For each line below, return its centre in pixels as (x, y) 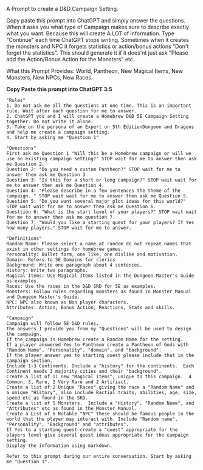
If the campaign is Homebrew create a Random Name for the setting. (95, 339)
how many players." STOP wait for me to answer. (69, 228)
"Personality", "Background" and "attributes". (68, 424)
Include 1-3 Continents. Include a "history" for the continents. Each (100, 366)
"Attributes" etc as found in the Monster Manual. (72, 409)
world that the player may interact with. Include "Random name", (92, 419)
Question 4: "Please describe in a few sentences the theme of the (94, 191)
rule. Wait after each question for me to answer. (72, 111)
